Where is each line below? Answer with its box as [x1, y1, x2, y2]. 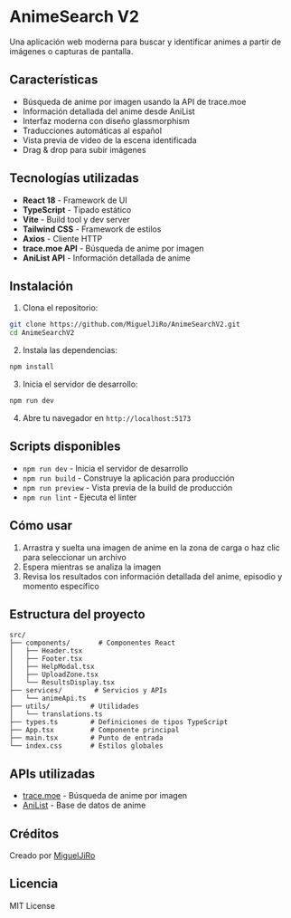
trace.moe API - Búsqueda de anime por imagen [22, 243, 205, 253]
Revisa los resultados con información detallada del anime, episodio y [22, 570, 283, 581]
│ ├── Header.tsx [9, 646, 83, 655]
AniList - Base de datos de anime [22, 799, 146, 811]
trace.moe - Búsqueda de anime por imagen [22, 790, 188, 801]
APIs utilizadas [9, 766, 96, 781]
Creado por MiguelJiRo [9, 849, 96, 861]
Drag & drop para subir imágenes [22, 144, 146, 155]
